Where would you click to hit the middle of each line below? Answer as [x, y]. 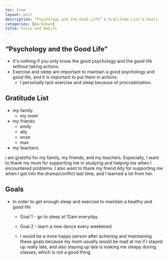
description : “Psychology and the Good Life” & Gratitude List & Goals [81, 19]
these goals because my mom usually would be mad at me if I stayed [91, 241]
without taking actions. [36, 66]
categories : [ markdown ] [30, 24]
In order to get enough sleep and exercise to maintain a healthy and [82, 201]
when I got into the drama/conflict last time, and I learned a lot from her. [79, 174]
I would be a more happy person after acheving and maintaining [86, 236]
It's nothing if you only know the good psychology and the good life [82, 61]
